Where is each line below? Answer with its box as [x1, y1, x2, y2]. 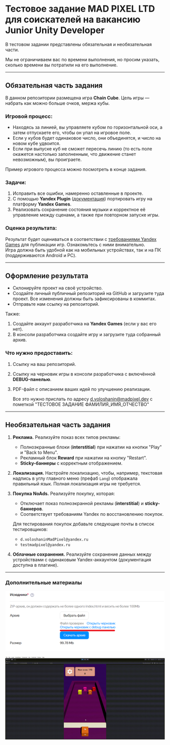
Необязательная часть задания [5, 421, 111, 429]
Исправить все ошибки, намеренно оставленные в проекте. [12, 190, 143, 196]
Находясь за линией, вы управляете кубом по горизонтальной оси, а [12, 125, 163, 131]
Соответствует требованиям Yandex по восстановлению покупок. [20, 511, 164, 517]
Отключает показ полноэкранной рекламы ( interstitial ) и [20, 500, 144, 506]
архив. [12, 337, 27, 343]
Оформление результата [5, 272, 89, 280]
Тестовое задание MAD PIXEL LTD [5, 3, 155, 15]
